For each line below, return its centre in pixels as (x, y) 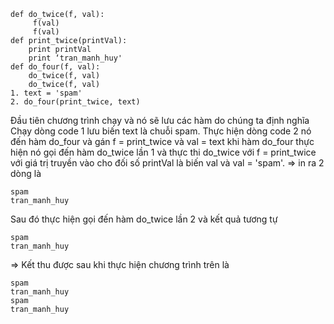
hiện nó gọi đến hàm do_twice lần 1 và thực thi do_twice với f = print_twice (163, 152)
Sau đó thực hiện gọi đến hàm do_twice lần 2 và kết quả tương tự (144, 219)
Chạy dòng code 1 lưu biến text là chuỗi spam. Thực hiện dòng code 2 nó (161, 131)
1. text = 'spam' (46, 93)
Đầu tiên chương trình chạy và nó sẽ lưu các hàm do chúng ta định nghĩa (160, 120)
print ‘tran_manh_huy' (75, 58)
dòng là (26, 173)
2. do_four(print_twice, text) (75, 102)
